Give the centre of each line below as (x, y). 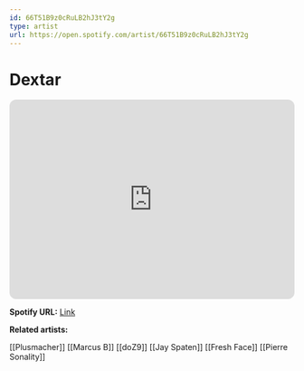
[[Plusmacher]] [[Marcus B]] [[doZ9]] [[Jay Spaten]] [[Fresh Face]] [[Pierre (148, 347)
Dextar (35, 79)
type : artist (34, 26)
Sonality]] (28, 357)
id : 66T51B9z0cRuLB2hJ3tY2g (62, 18)
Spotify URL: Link (43, 312)
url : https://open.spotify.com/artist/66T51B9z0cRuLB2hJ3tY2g (129, 34)
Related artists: (39, 330)
